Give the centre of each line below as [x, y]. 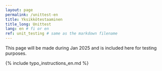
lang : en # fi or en [27, 29]
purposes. [16, 53]
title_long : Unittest [28, 24]
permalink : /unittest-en [32, 15]
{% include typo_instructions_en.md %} [47, 63]
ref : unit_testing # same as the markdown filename [61, 33]
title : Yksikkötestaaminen [34, 19]
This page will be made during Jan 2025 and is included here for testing [81, 48]
